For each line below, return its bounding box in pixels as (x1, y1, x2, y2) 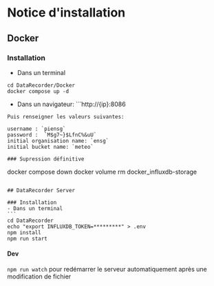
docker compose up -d (7, 88, 69, 94)
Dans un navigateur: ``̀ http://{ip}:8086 (17, 100, 126, 108)
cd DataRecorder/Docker (7, 81, 76, 89)
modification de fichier (7, 272, 72, 280)
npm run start (7, 235, 48, 242)
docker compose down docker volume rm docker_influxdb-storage (7, 167, 197, 176)
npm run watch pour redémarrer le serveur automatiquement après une (7, 265, 208, 274)
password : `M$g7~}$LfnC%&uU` (7, 131, 97, 139)
